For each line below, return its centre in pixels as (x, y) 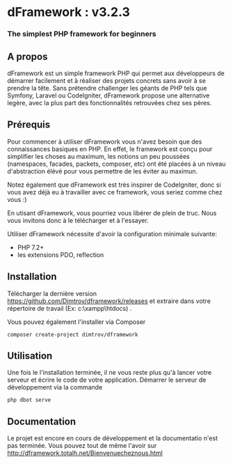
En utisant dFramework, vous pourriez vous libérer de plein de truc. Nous (112, 212)
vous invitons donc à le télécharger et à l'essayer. (78, 220)
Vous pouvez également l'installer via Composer (77, 322)
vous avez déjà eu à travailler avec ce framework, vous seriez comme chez (115, 192)
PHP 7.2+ (31, 247)
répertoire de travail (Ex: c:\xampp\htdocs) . (70, 308)
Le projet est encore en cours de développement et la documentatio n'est (112, 438)
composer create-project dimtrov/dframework (73, 334)
